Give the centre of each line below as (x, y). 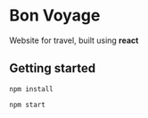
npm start (28, 105)
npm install (31, 89)
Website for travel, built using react (74, 40)
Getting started (53, 68)
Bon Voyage (55, 16)
